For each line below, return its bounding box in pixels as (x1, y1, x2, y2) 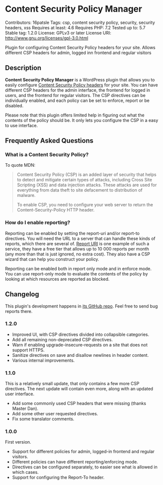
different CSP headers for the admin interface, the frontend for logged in (5, 87, 150, 93)
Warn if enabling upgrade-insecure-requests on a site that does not (12, 342, 148, 348)
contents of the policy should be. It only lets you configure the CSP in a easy (5, 117, 159, 123)
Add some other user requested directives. (12, 411, 98, 417)
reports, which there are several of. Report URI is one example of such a (5, 240, 149, 247)
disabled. (5, 102, 23, 108)
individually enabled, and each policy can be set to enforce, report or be (5, 97, 150, 103)
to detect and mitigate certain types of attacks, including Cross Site (17, 177, 152, 183)
